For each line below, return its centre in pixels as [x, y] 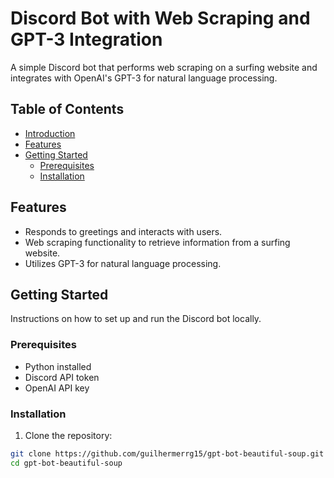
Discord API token [62, 377]
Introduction [50, 133]
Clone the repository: [68, 435]
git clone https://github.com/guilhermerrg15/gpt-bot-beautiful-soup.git [167, 453]
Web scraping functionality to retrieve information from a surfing [157, 242]
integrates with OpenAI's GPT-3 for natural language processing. [144, 78]
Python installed [58, 366]
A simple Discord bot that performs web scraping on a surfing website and [164, 67]
